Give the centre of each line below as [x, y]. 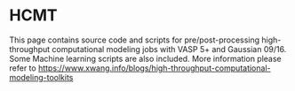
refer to [23, 68]
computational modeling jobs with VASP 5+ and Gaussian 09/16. [169, 49]
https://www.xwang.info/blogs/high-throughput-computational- [155, 68]
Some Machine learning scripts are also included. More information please [145, 58]
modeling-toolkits [41, 77]
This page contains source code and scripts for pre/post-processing [135, 40]
